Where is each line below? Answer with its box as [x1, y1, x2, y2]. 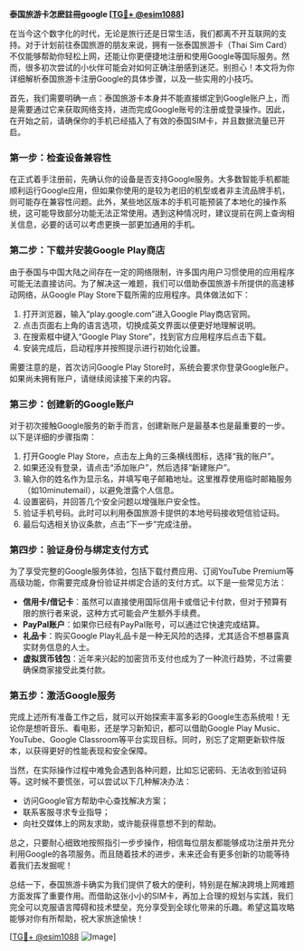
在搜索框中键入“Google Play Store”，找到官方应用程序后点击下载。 [22, 331, 271, 342]
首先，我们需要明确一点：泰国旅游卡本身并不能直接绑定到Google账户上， [9, 92, 282, 103]
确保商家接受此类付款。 [22, 665, 110, 675]
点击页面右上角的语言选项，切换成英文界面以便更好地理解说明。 [22, 319, 261, 330]
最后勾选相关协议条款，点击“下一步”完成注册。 [22, 519, 197, 529]
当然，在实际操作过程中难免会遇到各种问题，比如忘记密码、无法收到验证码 [9, 765, 287, 776]
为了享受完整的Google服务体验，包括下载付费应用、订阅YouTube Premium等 [9, 566, 295, 577]
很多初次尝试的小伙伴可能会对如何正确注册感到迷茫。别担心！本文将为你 [24, 63, 295, 73]
